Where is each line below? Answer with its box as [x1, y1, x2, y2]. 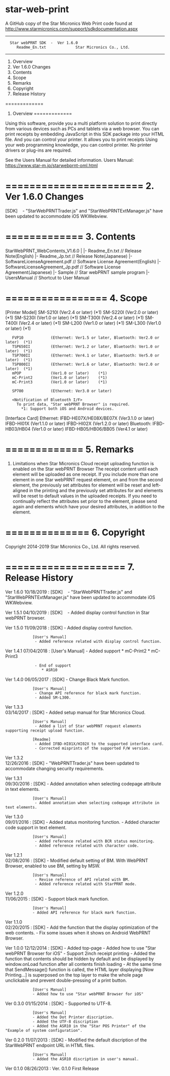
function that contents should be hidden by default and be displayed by [5, 955, 154, 962]
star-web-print [5, 4, 69, 15]
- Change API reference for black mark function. [34, 690, 142, 696]
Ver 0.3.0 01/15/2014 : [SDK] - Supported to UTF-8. [5, 1000, 112, 1006]
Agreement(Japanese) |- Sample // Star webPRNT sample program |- [5, 269, 150, 275]
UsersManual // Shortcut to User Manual [5, 274, 90, 281]
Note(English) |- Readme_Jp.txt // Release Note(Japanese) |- [5, 253, 133, 259]
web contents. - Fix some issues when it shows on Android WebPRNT [5, 929, 151, 935]
